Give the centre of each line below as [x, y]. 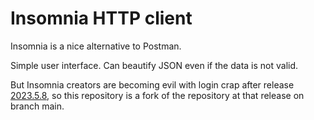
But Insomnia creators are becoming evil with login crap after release [152, 84]
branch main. [37, 106]
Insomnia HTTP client [101, 18]
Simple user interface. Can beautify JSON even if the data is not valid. [154, 65]
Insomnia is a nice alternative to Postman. [96, 46]
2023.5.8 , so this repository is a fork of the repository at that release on [157, 95]
